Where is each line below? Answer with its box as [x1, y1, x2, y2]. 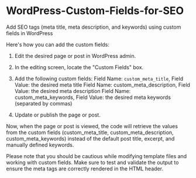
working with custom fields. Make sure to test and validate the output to [6, 159, 179, 166]
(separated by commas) [14, 100, 73, 107]
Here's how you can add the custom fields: [6, 41, 110, 48]
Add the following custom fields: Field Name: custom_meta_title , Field [14, 75, 183, 82]
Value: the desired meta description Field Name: [14, 87, 131, 94]
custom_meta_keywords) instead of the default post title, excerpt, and [6, 135, 175, 142]
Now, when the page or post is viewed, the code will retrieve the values [6, 122, 178, 129]
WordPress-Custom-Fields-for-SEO [6, 4, 184, 18]
